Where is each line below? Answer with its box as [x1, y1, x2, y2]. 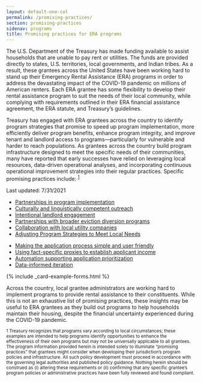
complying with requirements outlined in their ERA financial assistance [6, 99, 180, 106]
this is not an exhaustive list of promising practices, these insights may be [6, 297, 189, 304]
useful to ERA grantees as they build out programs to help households [6, 303, 179, 311]
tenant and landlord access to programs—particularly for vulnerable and [6, 136, 185, 143]
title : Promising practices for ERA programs [6, 31, 122, 37]
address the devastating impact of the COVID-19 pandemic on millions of [6, 79, 187, 87]
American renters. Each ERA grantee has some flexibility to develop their [6, 86, 186, 93]
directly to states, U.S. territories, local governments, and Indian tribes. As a [6, 61, 193, 68]
